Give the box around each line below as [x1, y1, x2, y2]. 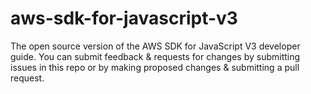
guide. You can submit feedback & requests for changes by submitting [10, 50, 301, 62]
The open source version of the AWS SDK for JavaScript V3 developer [10, 40, 301, 52]
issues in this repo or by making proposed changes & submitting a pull [10, 61, 300, 73]
